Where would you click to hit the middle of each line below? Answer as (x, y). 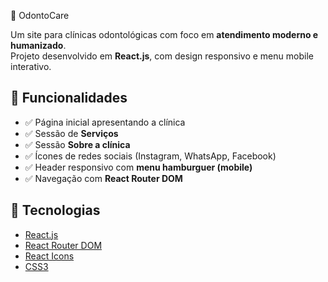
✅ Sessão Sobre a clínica (77, 144)
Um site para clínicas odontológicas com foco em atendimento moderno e (164, 34)
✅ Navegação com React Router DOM (103, 178)
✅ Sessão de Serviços (71, 133)
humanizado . (38, 45)
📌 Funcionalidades (69, 98)
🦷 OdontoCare (40, 15)
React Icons (49, 256)
